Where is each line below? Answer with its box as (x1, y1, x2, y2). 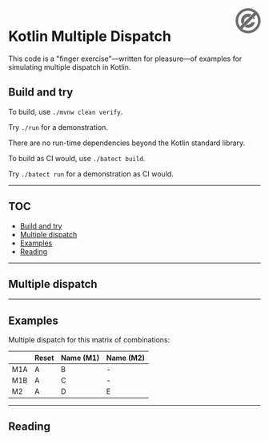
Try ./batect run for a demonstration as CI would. (8, 168, 174, 179)
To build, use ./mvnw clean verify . (8, 107, 123, 116)
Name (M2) (106, 353, 146, 362)
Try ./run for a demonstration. (8, 122, 108, 131)
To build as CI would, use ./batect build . (8, 153, 146, 163)
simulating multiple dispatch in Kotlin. (8, 62, 131, 71)
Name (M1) (61, 353, 100, 362)
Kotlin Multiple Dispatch (8, 27, 172, 46)
